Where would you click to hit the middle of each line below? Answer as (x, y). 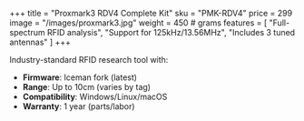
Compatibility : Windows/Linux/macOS (95, 96)
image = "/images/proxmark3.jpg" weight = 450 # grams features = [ (138, 23)
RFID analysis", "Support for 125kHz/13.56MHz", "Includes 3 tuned (171, 32)
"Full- (279, 23)
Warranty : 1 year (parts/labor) (78, 106)
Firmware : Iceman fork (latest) (80, 77)
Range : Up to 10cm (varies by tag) (87, 87)
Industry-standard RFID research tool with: (89, 60)
